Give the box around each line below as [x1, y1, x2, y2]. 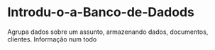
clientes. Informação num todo [7, 35, 97, 43]
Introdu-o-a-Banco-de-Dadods [7, 4, 195, 20]
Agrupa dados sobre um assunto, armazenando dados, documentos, [7, 27, 209, 36]
